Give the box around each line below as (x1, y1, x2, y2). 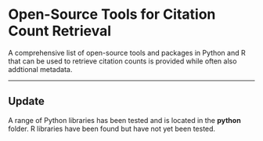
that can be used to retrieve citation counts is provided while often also (8, 56, 237, 66)
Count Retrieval (8, 22, 112, 40)
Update (8, 95, 45, 108)
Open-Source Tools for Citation (8, 5, 216, 23)
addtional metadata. (8, 64, 73, 74)
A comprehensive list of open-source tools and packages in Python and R (8, 48, 246, 57)
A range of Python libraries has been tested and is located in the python (8, 115, 241, 125)
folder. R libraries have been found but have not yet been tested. (8, 124, 216, 133)
